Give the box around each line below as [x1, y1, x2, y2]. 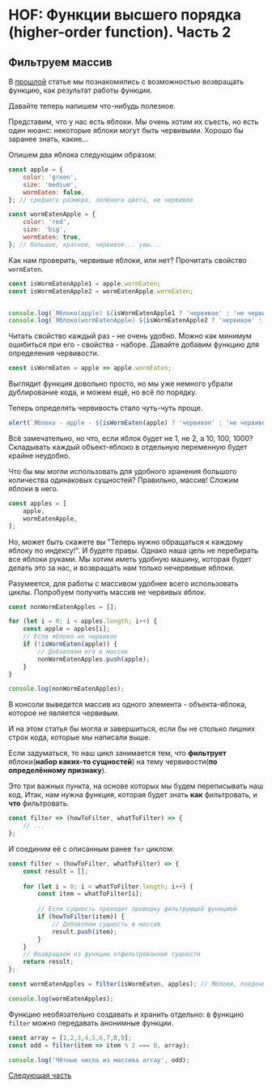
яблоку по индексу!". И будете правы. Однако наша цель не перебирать [8, 546, 259, 555]
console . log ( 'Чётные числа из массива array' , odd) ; [8, 1056, 190, 1064]
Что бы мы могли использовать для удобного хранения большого [8, 467, 237, 476]
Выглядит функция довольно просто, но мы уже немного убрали [8, 379, 233, 389]
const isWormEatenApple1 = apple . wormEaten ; [8, 279, 161, 287]
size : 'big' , [23, 226, 67, 234]
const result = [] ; [23, 867, 89, 875]
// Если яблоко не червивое [23, 633, 117, 641]
